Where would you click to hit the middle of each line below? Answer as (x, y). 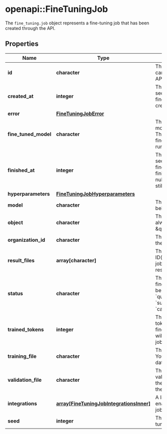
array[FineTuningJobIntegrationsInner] (103, 403)
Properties (22, 44)
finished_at (21, 170)
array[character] (76, 260)
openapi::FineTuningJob (57, 9)
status (15, 293)
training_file (22, 356)
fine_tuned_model (30, 134)
